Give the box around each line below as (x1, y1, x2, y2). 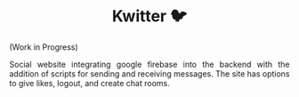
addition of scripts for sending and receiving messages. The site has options (9, 68, 290, 79)
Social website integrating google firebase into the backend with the (9, 59, 290, 69)
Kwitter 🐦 (111, 6, 188, 27)
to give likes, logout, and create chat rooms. (9, 77, 171, 88)
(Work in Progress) (9, 41, 78, 53)
